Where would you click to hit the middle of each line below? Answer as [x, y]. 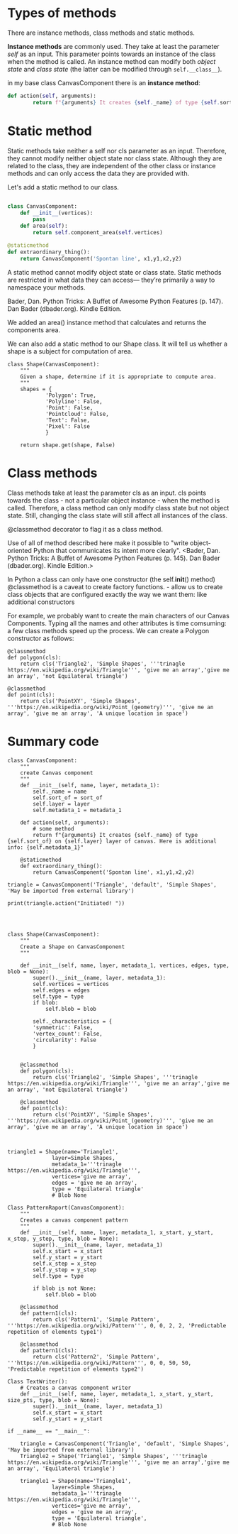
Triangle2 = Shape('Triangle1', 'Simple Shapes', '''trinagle [114, 1456]
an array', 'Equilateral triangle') [61, 1468]
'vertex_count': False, [68, 1034]
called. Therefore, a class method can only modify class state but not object [118, 508]
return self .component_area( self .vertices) [98, 233]
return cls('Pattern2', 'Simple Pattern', [96, 1357]
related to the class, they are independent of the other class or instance [112, 165]
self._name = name [60, 791]
